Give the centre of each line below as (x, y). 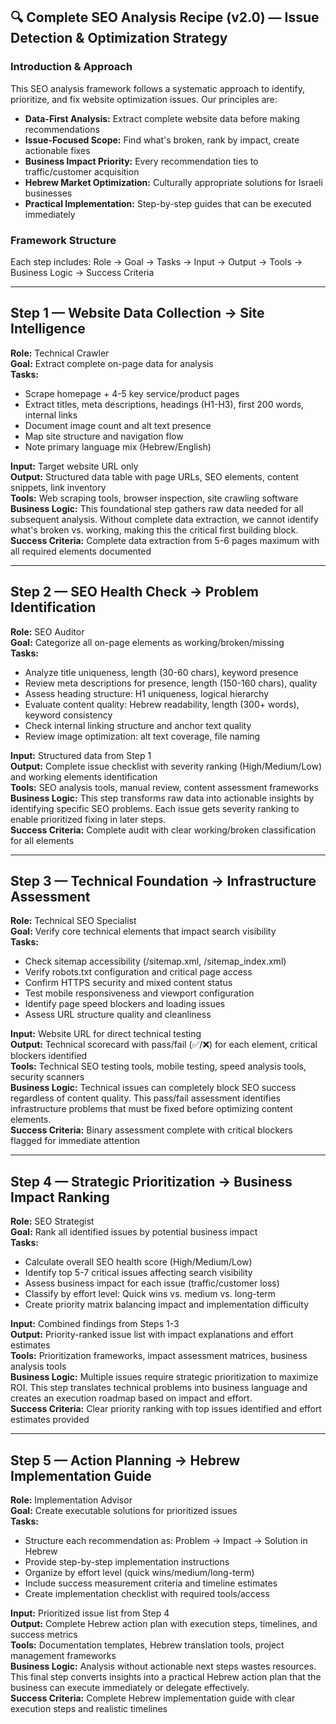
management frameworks (63, 1656)
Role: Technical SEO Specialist (73, 921)
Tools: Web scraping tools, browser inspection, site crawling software (154, 498)
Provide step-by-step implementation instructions (127, 1562)
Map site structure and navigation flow (104, 436)
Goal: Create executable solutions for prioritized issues (124, 1511)
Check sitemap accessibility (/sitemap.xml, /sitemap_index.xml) (155, 961)
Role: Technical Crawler (60, 353)
